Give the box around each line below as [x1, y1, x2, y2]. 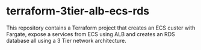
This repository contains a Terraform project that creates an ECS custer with [6, 24, 196, 31]
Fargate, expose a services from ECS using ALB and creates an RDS [6, 30, 176, 37]
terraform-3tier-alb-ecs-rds [6, 4, 150, 18]
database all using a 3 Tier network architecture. [6, 37, 126, 44]
